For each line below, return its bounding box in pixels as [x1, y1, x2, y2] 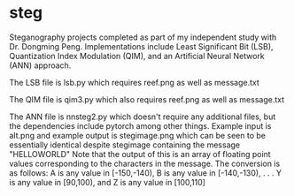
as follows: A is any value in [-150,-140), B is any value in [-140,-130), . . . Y [9, 167, 282, 178]
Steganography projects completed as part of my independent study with [9, 32, 277, 42]
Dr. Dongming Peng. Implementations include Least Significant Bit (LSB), [9, 41, 274, 51]
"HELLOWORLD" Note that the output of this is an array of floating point [9, 148, 272, 159]
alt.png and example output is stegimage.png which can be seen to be [9, 130, 266, 140]
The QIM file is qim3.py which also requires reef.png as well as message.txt [9, 94, 285, 104]
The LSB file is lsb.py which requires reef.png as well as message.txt [9, 77, 259, 87]
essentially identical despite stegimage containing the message [9, 139, 241, 150]
